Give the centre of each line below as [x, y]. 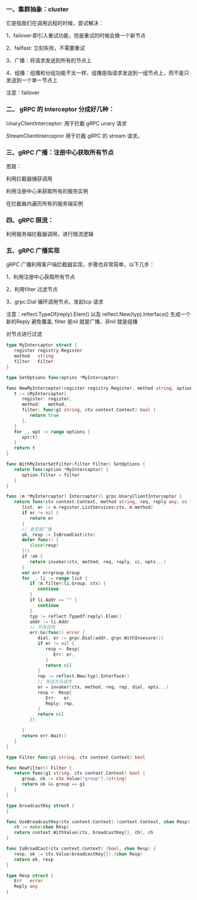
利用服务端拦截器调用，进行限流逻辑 [50, 234]
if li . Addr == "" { [53, 600]
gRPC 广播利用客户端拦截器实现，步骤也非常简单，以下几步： [80, 264]
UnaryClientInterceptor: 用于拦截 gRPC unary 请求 [67, 123]
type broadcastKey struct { [40, 806]
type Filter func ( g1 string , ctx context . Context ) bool [76, 757]
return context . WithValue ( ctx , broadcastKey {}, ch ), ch [84, 833]
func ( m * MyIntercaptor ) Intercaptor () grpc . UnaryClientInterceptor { [94, 496]
